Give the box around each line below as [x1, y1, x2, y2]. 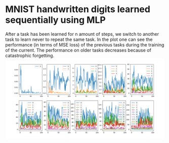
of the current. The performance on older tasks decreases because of [5, 47, 152, 53]
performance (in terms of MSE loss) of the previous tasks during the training [5, 41, 164, 47]
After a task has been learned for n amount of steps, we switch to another [5, 31, 159, 37]
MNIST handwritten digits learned [5, 4, 151, 15]
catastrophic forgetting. [5, 52, 55, 59]
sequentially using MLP [5, 14, 106, 26]
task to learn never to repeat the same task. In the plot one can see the [5, 36, 153, 42]
